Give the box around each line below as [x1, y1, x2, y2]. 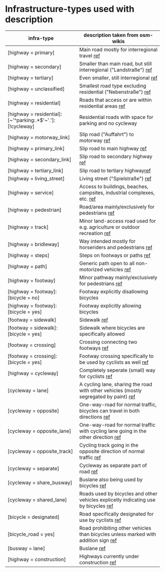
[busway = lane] [7, 544, 45, 551]
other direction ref [79, 433, 121, 440]
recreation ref [79, 229, 111, 236]
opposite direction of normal [79, 448, 145, 455]
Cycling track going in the [79, 441, 138, 448]
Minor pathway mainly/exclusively [79, 274, 158, 281]
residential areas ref [79, 102, 125, 109]
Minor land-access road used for [79, 217, 156, 224]
